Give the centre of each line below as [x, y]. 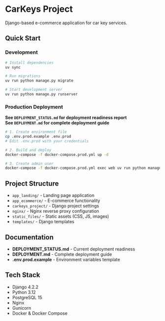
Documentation [29, 237]
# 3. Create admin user [29, 163]
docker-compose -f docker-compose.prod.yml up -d [57, 155]
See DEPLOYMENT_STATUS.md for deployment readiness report [66, 118]
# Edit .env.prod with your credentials [47, 141]
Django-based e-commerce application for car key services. [66, 23]
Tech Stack [23, 275]
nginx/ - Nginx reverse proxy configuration [55, 211]
